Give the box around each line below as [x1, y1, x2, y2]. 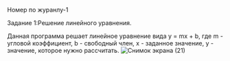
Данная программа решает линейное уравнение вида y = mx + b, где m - [7, 32, 223, 40]
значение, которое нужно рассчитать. [7, 47, 119, 54]
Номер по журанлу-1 [7, 6, 69, 14]
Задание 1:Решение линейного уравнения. [7, 19, 132, 26]
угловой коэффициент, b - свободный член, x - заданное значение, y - [7, 39, 214, 47]
